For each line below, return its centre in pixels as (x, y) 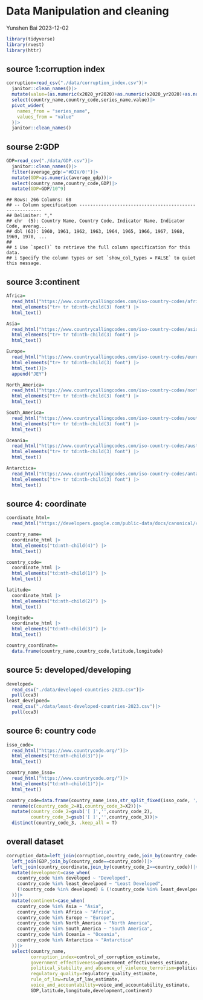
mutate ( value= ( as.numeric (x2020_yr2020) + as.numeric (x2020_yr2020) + (98, 94)
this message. (24, 263)
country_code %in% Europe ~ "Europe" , (66, 918)
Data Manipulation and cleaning (88, 11)
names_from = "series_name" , (54, 111)
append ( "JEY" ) (29, 374)
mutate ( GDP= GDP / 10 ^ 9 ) (39, 189)
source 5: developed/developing (69, 670)
